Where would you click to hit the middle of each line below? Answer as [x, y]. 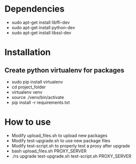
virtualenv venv [27, 92]
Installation [28, 52]
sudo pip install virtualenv [37, 82]
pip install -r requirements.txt [41, 102]
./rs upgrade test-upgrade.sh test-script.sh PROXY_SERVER [71, 156]
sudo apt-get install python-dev [43, 27]
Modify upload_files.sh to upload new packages [59, 135]
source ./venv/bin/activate [38, 97]
